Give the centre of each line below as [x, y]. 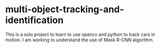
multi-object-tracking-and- [65, 9]
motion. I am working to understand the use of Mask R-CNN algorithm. [80, 40]
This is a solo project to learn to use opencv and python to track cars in [80, 34]
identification [35, 20]
